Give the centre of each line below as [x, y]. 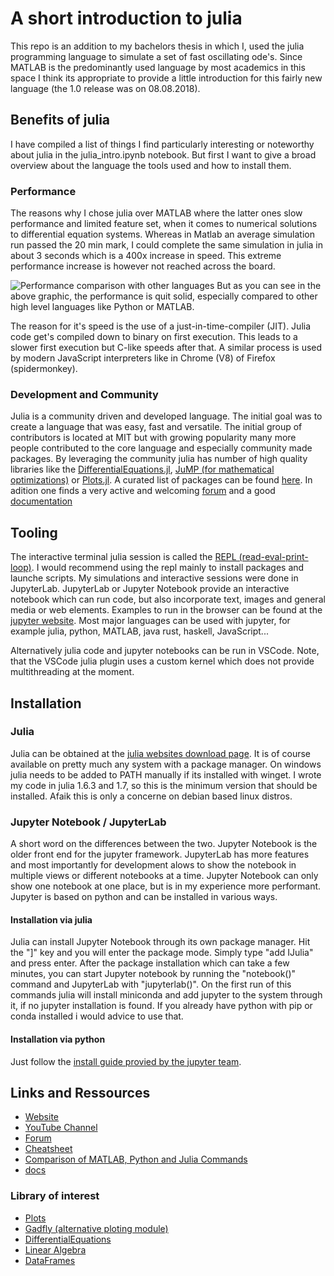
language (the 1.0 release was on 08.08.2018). [105, 88]
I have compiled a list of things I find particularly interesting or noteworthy [162, 144]
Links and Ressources [80, 1092]
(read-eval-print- [273, 557]
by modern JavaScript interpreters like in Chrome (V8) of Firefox [143, 358]
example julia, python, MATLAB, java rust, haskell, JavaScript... [139, 631]
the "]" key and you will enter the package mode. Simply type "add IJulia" [162, 953]
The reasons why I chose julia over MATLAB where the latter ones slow [156, 213]
